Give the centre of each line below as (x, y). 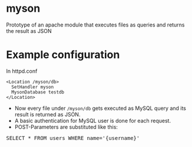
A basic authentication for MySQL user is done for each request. (93, 121)
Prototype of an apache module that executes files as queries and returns (95, 25)
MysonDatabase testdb (38, 92)
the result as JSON (29, 31)
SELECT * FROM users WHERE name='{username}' (73, 138)
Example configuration (63, 55)
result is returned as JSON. (47, 114)
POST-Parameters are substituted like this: (66, 127)
